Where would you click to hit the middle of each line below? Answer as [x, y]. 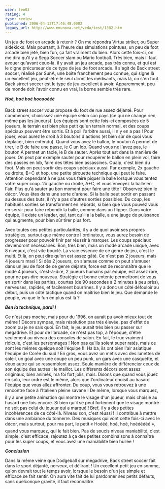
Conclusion [17, 451]
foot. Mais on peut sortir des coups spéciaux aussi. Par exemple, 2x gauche [82, 168]
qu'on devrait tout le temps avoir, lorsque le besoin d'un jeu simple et [75, 471]
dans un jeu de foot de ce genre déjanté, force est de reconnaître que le [78, 266]
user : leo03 [17, 10]
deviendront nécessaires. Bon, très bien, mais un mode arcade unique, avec [82, 245]
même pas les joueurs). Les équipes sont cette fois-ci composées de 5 [77, 121]
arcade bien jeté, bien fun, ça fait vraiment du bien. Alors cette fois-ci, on [79, 53]
